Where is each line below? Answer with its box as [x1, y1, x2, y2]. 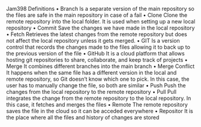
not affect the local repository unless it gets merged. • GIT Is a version [6, 37, 180, 44]
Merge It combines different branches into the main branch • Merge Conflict [6, 63, 195, 70]
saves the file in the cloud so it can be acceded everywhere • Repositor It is [6, 108, 193, 114]
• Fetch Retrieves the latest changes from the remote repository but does [6, 31, 188, 38]
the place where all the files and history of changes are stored [6, 114, 160, 121]
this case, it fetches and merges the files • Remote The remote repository [6, 101, 188, 108]
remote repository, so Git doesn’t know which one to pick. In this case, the [6, 75, 190, 82]
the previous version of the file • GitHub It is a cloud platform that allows [6, 50, 185, 57]
